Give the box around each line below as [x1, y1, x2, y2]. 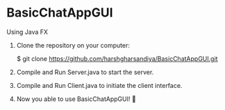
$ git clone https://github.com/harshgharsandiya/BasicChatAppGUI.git [16, 54, 218, 63]
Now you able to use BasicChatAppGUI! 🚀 [16, 95, 136, 103]
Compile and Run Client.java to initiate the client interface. [16, 81, 183, 89]
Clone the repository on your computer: [16, 41, 130, 49]
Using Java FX [6, 28, 49, 36]
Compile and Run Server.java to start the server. [16, 68, 154, 76]
